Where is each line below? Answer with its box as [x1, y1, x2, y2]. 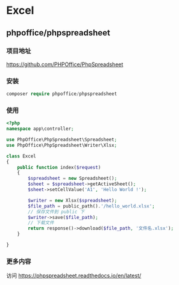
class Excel [6, 153, 36, 159]
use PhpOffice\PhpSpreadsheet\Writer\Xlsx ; [6, 142, 118, 148]
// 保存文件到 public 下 [28, 209, 85, 215]
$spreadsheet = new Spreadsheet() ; [28, 176, 118, 182]
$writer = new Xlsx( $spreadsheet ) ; [28, 197, 118, 203]
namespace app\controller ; [6, 126, 74, 132]
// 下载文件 [28, 220, 54, 226]
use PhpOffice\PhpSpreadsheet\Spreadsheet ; [6, 136, 118, 143]
